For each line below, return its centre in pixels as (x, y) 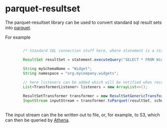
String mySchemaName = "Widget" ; (58, 68)
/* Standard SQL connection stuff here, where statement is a (89, 51)
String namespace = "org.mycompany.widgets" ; (71, 73)
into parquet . (18, 27)
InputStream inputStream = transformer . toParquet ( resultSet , (88, 100)
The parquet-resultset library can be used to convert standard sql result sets (83, 22)
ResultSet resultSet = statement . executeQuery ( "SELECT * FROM (89, 60)
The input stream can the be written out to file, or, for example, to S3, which (83, 115)
